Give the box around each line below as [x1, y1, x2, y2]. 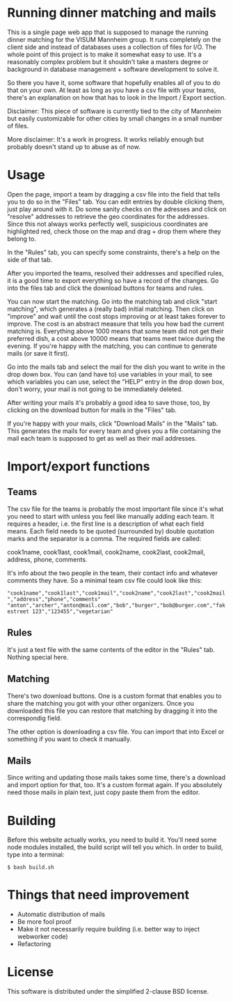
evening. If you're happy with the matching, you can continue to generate [7, 342, 218, 350]
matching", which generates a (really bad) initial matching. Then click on [7, 305, 214, 313]
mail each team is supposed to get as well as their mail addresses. [7, 434, 197, 442]
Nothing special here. [7, 653, 69, 661]
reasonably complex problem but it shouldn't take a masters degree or [7, 57, 209, 66]
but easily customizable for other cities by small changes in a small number [7, 114, 223, 123]
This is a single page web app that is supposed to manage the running [7, 28, 209, 36]
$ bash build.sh [7, 864, 54, 871]
